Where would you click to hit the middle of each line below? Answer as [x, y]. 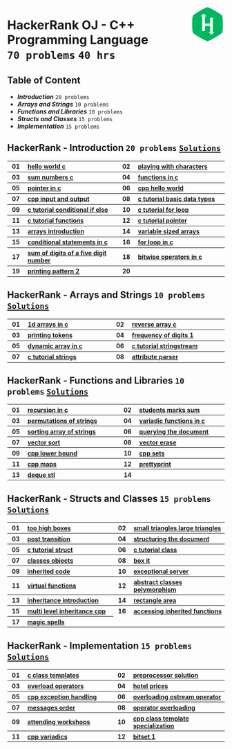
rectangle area [155, 600]
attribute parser [155, 357]
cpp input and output [58, 199]
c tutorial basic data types [176, 199]
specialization [154, 725]
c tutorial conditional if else [68, 210]
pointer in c [44, 188]
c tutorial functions [56, 221]
